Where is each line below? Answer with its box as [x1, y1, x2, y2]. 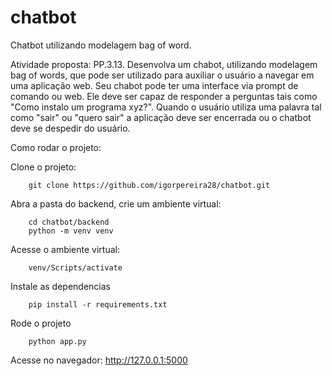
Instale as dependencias [10, 280, 111, 292]
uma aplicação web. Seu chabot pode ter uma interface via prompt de [10, 79, 299, 91]
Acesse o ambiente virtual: [10, 243, 120, 255]
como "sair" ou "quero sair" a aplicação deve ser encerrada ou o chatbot [10, 111, 312, 123]
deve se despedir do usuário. [10, 122, 131, 134]
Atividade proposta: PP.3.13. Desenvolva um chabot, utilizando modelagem [10, 58, 318, 70]
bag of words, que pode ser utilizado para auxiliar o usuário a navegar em [10, 69, 315, 81]
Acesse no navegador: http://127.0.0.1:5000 [10, 354, 188, 366]
